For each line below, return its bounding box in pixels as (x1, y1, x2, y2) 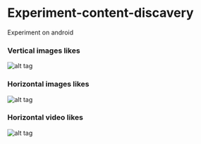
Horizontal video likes (7, 112, 83, 122)
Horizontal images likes (7, 79, 90, 89)
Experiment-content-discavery (7, 5, 194, 21)
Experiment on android (7, 28, 74, 37)
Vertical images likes (7, 46, 80, 55)
